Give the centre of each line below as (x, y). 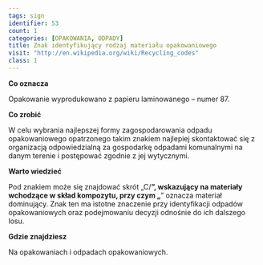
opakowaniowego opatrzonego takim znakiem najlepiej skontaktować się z (131, 138)
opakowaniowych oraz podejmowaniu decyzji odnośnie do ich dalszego (127, 212)
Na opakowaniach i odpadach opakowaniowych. (88, 252)
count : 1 (23, 31)
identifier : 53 (34, 23)
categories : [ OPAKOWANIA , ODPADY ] (66, 38)
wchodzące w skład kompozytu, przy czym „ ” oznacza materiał (115, 195)
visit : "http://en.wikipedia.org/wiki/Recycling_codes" (103, 53)
